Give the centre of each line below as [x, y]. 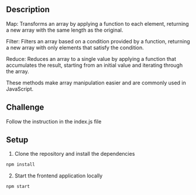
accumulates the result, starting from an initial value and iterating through [94, 65]
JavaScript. [20, 89]
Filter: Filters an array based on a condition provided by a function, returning [98, 41]
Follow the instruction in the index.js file [54, 121]
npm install [20, 165]
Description [28, 10]
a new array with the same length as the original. [65, 30]
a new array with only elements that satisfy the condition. [75, 47]
